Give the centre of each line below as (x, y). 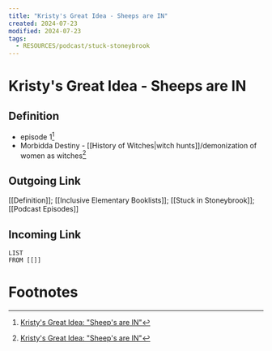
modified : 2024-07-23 (45, 31)
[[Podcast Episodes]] (44, 209)
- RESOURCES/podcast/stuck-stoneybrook (83, 46)
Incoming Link (45, 235)
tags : (17, 39)
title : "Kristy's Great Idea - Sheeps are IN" (88, 16)
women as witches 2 (53, 155)
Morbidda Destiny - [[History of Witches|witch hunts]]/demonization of (138, 145)
